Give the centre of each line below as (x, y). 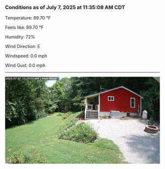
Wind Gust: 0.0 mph (25, 66)
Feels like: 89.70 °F (24, 27)
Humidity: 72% (20, 37)
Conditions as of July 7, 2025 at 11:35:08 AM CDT (65, 7)
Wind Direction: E (23, 47)
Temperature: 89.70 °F (28, 18)
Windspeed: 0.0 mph (26, 56)
